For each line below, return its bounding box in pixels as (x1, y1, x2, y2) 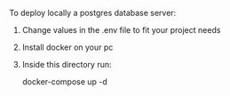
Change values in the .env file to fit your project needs (21, 25, 221, 35)
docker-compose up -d (21, 76, 108, 87)
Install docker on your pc (21, 42, 114, 52)
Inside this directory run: (21, 60, 113, 69)
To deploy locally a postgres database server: (9, 8, 177, 18)
